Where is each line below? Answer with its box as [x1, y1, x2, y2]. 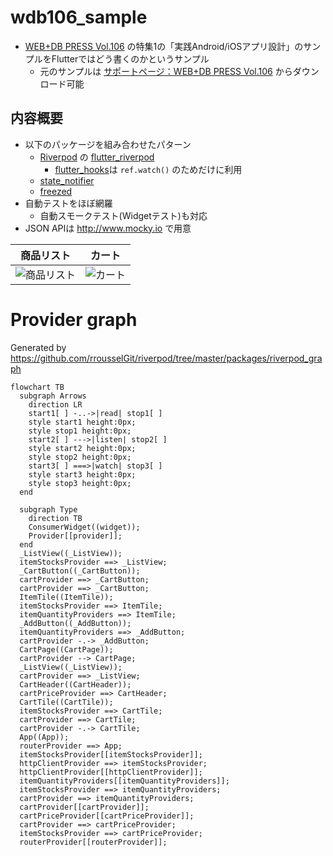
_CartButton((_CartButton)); [19, 566, 141, 576]
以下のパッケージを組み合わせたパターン [24, 138, 192, 150]
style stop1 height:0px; [28, 426, 132, 436]
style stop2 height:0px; [28, 452, 132, 462]
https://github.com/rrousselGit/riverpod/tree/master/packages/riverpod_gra [10, 352, 323, 364]
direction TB [28, 513, 83, 523]
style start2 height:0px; [28, 443, 137, 453]
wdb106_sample [10, 6, 148, 29]
